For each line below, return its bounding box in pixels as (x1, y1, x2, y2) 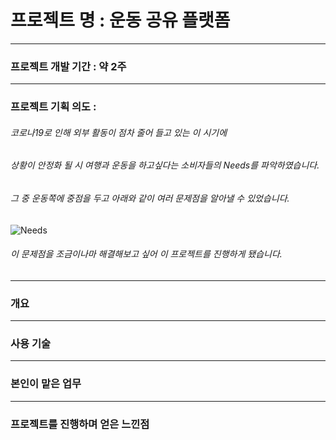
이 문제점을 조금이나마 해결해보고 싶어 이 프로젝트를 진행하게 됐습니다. (10, 248, 283, 260)
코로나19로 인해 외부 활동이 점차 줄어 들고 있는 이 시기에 (10, 126, 228, 138)
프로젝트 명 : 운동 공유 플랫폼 (10, 9, 231, 32)
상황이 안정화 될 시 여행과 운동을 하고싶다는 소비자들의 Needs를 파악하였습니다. (10, 159, 320, 171)
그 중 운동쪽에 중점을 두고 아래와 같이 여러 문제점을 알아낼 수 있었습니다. (10, 192, 290, 204)
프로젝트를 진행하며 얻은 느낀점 (10, 417, 150, 431)
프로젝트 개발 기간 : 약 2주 (10, 59, 127, 73)
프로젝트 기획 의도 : (10, 100, 97, 114)
